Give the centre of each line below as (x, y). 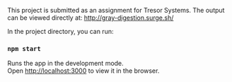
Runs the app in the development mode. (65, 64)
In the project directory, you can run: (60, 31)
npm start (24, 48)
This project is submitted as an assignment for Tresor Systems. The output (116, 10)
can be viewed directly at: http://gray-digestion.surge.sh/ (91, 18)
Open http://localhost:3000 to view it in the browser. (83, 71)
